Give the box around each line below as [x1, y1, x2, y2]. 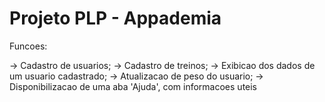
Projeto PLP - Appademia [9, 7, 222, 30]
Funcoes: [9, 40, 48, 52]
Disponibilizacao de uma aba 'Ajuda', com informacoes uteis [9, 80, 258, 92]
